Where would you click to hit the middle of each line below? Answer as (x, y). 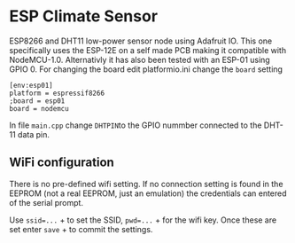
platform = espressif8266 (57, 93)
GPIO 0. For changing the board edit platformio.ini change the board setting (146, 69)
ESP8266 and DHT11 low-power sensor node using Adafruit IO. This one (141, 41)
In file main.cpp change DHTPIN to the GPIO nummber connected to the (136, 125)
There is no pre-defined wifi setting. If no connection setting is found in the (146, 184)
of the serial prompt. (47, 202)
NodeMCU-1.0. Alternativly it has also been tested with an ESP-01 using (140, 59)
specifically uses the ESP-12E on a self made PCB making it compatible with (147, 50)
